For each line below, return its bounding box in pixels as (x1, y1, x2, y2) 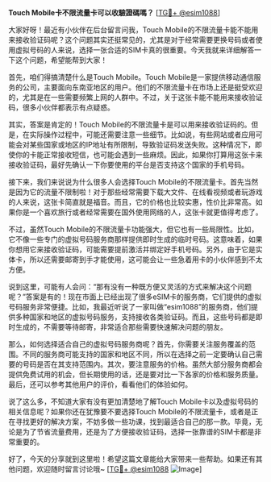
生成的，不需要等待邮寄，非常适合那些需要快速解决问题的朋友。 (15, 322, 227, 331)
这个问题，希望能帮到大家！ (15, 56, 107, 64)
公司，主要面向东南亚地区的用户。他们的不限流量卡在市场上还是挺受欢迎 (22, 82, 263, 92)
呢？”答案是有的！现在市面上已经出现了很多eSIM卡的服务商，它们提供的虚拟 (8, 292, 262, 301)
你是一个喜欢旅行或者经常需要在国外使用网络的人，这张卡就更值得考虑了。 (15, 207, 263, 217)
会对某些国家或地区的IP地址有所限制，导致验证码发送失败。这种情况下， (15, 140, 256, 149)
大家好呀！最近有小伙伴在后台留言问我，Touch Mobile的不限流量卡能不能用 (8, 25, 259, 35)
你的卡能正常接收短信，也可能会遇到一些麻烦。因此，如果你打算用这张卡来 (15, 150, 263, 160)
